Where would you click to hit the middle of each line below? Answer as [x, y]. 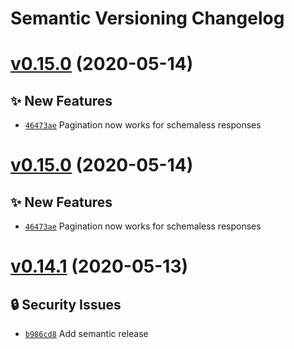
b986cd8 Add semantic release [86, 334]
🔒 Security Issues [66, 304]
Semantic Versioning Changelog [147, 18]
